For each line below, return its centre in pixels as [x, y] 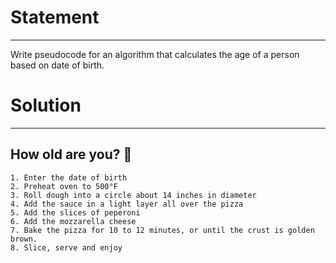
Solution [46, 105]
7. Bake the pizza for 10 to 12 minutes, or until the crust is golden [162, 230]
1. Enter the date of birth [69, 177]
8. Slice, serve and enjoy [66, 247]
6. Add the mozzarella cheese [73, 221]
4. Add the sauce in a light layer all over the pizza [127, 204]
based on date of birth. [57, 65]
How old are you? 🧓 [71, 154]
